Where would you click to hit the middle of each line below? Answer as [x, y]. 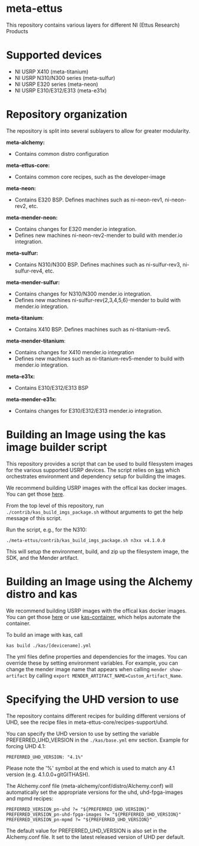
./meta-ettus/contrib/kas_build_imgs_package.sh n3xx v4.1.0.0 [86, 540]
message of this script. [34, 518]
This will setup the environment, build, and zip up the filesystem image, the [97, 551]
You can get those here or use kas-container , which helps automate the [93, 617]
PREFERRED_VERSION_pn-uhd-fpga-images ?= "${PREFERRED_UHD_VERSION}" [94, 814]
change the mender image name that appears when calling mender [87, 669]
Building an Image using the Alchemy [99, 581]
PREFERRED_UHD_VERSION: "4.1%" [45, 757]
